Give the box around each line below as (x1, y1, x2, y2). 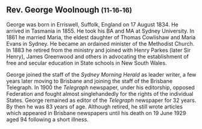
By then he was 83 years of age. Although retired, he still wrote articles (6, 102, 183, 110)
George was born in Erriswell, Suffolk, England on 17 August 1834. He (6, 20, 179, 28)
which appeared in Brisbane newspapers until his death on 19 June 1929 (6, 109, 186, 116)
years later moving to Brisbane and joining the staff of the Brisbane (6, 77, 173, 84)
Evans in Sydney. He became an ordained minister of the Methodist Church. (6, 40, 195, 47)
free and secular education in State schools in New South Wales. (6, 59, 167, 66)
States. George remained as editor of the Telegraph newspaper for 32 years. (6, 96, 197, 104)
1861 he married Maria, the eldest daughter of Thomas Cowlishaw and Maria (6, 33, 196, 41)
